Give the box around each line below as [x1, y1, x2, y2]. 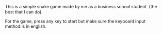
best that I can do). [5, 9, 43, 15]
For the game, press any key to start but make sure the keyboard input [5, 18, 146, 24]
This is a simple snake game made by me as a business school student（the [5, 4, 158, 9]
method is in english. [5, 23, 47, 29]
